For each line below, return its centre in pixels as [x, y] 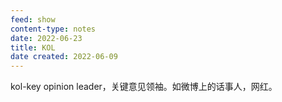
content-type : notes [53, 29]
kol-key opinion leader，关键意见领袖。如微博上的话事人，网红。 [144, 87]
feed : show [33, 19]
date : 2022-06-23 [46, 38]
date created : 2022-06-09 [64, 57]
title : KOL [33, 47]
